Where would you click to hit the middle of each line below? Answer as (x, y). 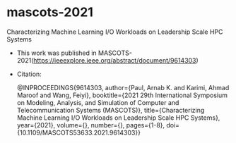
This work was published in (57, 53)
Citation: (29, 74)
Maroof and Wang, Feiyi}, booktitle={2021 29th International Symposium (122, 95)
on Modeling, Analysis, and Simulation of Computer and (98, 102)
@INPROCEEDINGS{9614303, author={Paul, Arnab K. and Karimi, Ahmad (123, 87)
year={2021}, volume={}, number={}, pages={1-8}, (91, 125)
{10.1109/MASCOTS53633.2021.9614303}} (78, 132)
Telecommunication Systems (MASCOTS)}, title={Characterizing (111, 110)
